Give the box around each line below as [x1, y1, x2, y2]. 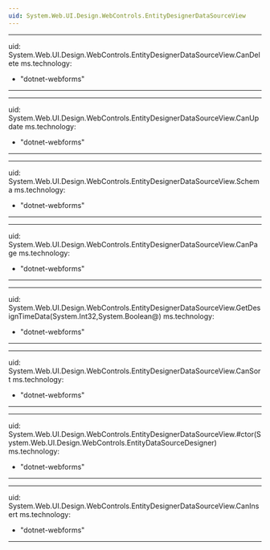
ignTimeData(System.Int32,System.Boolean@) [8, 311, 162, 321]
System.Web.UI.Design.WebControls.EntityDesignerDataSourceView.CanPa [8, 239, 259, 249]
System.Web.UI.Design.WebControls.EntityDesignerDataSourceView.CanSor [8, 366, 261, 376]
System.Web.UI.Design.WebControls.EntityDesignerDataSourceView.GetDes [8, 303, 261, 312]
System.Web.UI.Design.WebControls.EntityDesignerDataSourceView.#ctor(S [8, 429, 261, 438]
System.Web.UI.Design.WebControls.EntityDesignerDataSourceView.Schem [8, 176, 260, 185]
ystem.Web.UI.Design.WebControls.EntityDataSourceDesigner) [8, 438, 217, 447]
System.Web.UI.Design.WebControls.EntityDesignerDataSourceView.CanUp [8, 113, 260, 123]
